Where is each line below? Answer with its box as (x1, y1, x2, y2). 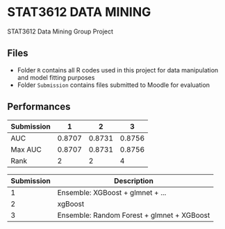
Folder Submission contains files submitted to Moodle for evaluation (17, 81, 210, 89)
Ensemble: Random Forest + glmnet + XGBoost (57, 210, 210, 220)
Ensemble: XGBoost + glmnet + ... (57, 187, 167, 197)
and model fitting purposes (17, 73, 95, 81)
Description (113, 175, 154, 185)
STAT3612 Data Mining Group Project (7, 27, 113, 35)
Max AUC (10, 144, 42, 154)
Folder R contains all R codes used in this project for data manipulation (17, 65, 219, 74)
